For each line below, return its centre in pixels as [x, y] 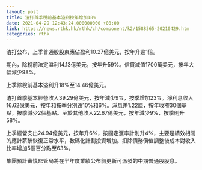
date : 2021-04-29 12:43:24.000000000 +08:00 [63, 23]
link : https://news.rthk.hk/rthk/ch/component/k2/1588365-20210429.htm [98, 29]
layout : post [23, 12]
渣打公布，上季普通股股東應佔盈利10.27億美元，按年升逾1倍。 [82, 52]
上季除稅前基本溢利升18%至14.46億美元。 [58, 85]
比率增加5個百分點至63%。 [40, 148]
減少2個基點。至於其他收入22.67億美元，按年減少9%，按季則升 [106, 113]
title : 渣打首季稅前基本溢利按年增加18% [51, 17]
